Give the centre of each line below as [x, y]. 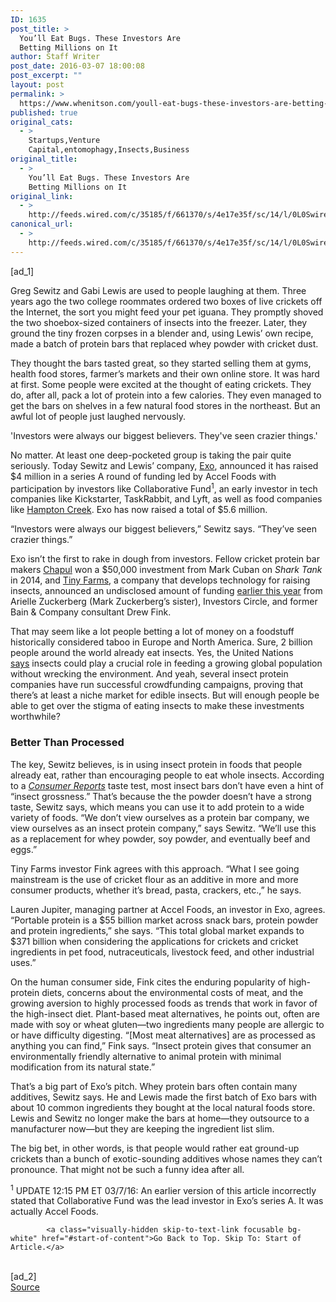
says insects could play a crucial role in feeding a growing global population [166, 663]
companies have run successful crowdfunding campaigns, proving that [157, 685]
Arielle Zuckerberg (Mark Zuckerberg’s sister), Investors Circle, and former [164, 602]
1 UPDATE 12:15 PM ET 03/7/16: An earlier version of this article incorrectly [163, 1189]
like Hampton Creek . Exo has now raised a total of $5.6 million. [139, 510]
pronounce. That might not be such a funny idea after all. [127, 1169]
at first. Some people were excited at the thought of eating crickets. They [161, 384]
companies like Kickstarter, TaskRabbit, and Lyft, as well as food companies [166, 499]
